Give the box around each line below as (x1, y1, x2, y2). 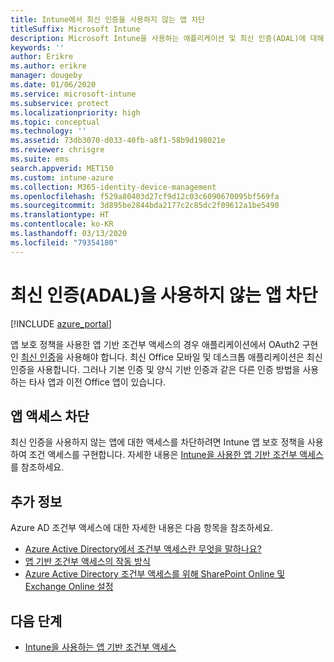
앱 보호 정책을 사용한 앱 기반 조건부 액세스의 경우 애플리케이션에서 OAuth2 (10, 338, 300, 350)
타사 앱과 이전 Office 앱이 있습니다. (28, 376, 167, 388)
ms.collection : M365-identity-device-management (10, 182, 217, 192)
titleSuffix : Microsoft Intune (10, 24, 141, 34)
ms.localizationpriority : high (10, 107, 141, 118)
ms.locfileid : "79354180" (10, 237, 118, 248)
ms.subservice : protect (10, 98, 110, 108)
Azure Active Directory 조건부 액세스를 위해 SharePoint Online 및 (24, 568, 286, 580)
